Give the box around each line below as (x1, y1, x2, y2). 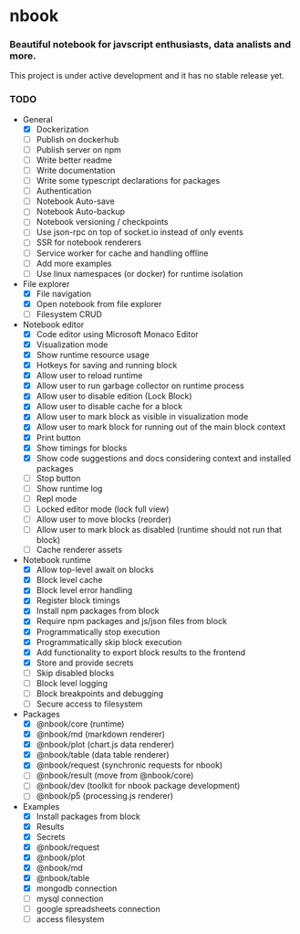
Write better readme (36, 154, 112, 165)
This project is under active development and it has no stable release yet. (9, 70, 284, 81)
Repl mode (36, 493, 78, 504)
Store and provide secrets (36, 657, 134, 668)
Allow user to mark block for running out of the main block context (36, 421, 286, 432)
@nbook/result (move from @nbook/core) (36, 769, 194, 781)
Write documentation (36, 165, 116, 176)
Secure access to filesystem (36, 698, 143, 709)
